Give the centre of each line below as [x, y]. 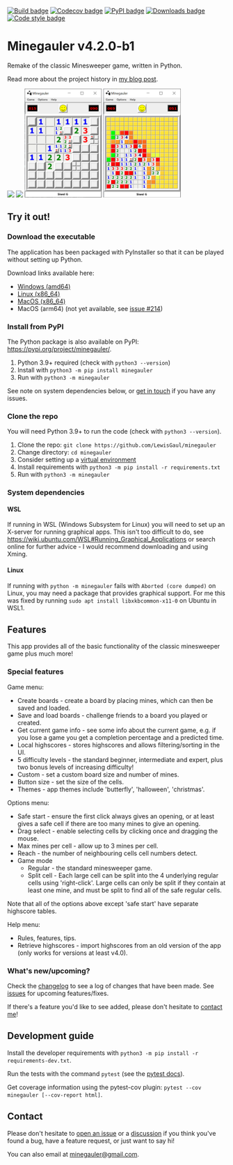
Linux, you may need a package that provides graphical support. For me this [116, 593]
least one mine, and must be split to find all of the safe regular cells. [125, 890]
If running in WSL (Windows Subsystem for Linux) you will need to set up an [116, 525]
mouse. [28, 838]
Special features [35, 672]
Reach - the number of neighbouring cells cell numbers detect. [107, 853]
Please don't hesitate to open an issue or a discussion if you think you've [112, 1133]
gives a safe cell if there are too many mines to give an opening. [109, 823]
